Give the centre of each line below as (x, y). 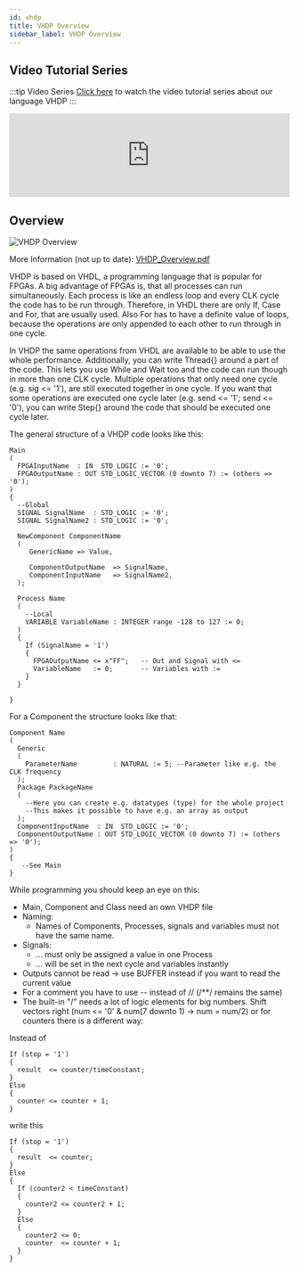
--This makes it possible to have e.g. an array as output (137, 811)
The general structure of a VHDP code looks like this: (107, 434)
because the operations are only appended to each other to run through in (145, 324)
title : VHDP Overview (49, 26)
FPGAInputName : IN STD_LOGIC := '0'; (93, 466)
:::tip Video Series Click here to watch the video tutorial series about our (141, 92)
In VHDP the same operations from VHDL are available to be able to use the (148, 350)
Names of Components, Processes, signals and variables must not (157, 926)
